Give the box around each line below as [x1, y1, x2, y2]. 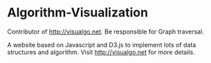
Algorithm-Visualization [7, 5, 149, 21]
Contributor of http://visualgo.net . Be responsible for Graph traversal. [7, 27, 204, 36]
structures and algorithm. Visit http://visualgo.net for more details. [7, 48, 195, 56]
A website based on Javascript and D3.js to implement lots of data [7, 40, 196, 49]
